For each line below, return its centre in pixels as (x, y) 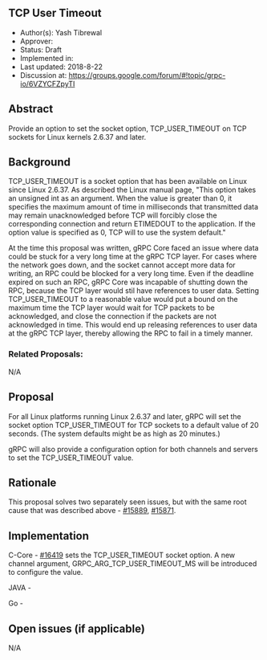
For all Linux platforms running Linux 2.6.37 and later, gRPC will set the (125, 416)
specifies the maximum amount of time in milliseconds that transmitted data (133, 207)
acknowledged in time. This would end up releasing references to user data (133, 325)
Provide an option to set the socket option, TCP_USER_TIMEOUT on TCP (127, 128)
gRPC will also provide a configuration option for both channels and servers (133, 449)
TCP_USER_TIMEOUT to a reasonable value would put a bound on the (123, 299)
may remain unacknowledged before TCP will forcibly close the (113, 215)
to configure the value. (46, 572)
